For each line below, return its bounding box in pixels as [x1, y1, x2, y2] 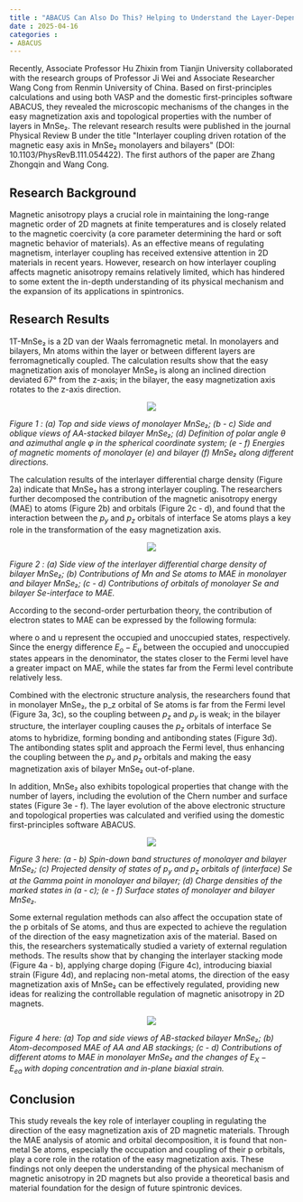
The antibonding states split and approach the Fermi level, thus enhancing [9, 742, 285, 754]
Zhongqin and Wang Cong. [9, 159, 110, 170]
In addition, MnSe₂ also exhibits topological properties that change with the [9, 781, 289, 791]
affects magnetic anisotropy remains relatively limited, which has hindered [9, 267, 286, 278]
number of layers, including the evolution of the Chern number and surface [9, 791, 289, 801]
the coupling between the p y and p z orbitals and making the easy [9, 752, 252, 764]
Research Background [9, 185, 137, 200]
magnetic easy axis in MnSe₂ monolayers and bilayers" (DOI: [9, 140, 235, 151]
